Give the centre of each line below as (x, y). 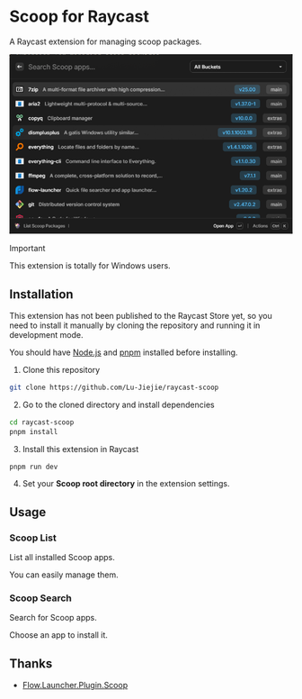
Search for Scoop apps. (53, 618)
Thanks (31, 663)
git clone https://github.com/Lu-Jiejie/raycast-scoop (114, 387)
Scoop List (33, 538)
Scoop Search (40, 598)
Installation (41, 294)
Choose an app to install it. (58, 635)
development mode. (46, 334)
